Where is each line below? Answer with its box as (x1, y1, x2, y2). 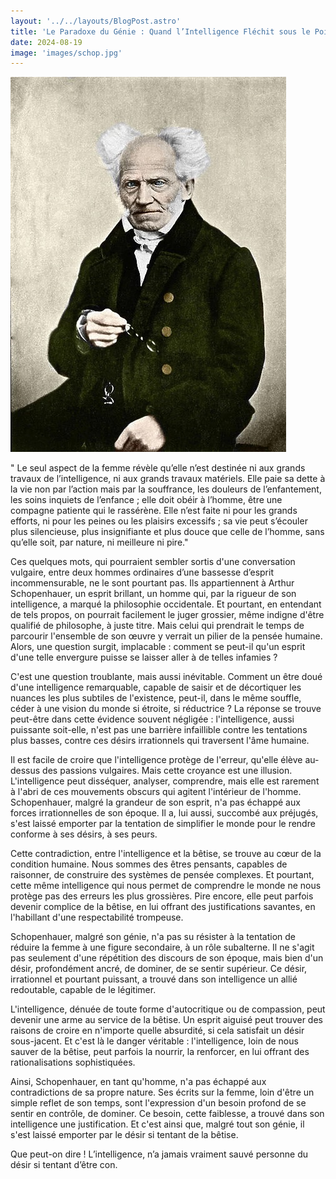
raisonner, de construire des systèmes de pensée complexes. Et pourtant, (10, 869, 315, 881)
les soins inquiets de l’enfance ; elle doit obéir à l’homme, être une (10, 494, 283, 506)
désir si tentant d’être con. (10, 1159, 118, 1171)
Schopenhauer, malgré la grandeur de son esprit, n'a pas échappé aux (10, 796, 301, 809)
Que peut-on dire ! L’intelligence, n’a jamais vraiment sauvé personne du (10, 1148, 308, 1160)
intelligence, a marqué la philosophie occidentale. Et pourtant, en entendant (10, 598, 322, 610)
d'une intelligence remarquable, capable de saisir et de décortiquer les (10, 681, 302, 694)
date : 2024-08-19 (10, 37, 83, 47)
